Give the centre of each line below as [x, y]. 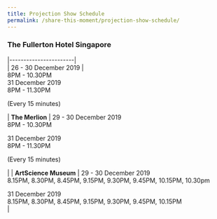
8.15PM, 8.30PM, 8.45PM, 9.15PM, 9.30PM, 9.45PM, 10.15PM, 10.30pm [108, 180]
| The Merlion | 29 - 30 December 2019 [64, 117]
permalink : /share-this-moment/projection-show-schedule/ [93, 20]
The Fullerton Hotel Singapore [59, 45]
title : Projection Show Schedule [56, 14]
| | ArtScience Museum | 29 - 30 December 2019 [79, 173]
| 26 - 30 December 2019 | [45, 67]
